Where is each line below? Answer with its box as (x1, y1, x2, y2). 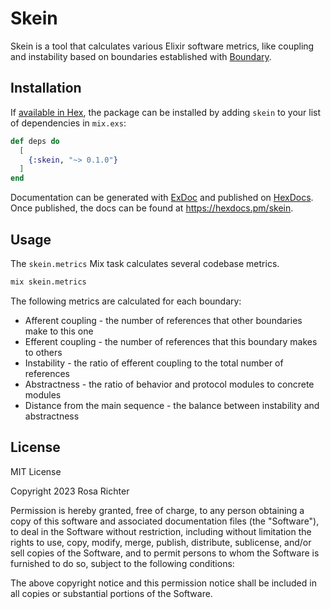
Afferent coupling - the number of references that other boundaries (24, 314, 303, 326)
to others (24, 346, 63, 358)
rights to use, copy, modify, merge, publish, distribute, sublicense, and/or (10, 536, 312, 548)
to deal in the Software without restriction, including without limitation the (10, 525, 312, 537)
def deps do (10, 136, 60, 146)
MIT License (10, 465, 62, 477)
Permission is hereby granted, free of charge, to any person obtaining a (10, 504, 305, 516)
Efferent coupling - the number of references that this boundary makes (24, 335, 318, 347)
